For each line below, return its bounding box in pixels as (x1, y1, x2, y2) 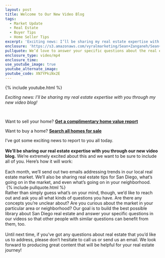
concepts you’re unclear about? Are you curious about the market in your (5, 200, 153, 206)
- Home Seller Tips (9, 35, 50, 40)
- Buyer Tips (9, 30, 36, 35)
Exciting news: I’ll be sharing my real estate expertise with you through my (5, 94, 156, 100)
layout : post (5, 7, 32, 12)
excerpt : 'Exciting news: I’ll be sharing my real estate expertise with (5, 39, 160, 44)
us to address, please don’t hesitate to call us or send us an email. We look (5, 236, 156, 242)
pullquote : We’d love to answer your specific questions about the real (5, 48, 157, 53)
